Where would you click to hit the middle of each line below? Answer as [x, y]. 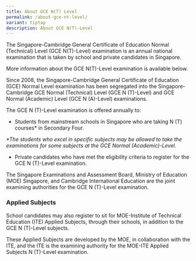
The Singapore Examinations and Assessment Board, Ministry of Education [97, 175]
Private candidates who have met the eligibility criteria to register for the [102, 157]
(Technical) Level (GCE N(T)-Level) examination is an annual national [89, 51]
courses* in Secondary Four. [49, 128]
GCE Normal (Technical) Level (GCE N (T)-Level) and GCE [104, 92]
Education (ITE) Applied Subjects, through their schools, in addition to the [95, 222]
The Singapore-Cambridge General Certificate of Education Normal [87, 45]
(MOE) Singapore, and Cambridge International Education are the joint [91, 181]
